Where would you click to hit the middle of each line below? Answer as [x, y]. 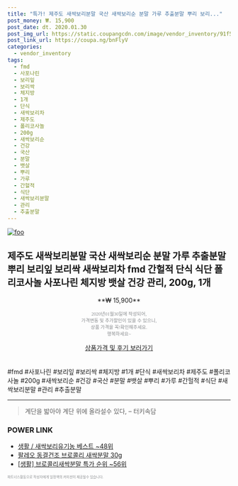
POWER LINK [30, 430]
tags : [15, 60]
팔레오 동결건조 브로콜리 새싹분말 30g [70, 455]
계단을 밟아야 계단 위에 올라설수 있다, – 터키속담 [90, 411]
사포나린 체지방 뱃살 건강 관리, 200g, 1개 [127, 283]
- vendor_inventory [42, 54]
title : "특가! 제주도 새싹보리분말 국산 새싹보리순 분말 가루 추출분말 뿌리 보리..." [115, 14]
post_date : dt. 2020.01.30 [47, 27]
